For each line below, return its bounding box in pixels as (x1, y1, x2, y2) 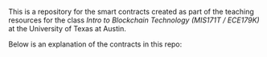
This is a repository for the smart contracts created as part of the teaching (8, 7, 255, 16)
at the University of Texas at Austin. (8, 24, 127, 33)
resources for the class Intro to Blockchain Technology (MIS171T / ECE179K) (8, 15, 260, 25)
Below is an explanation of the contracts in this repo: (8, 39, 183, 49)
